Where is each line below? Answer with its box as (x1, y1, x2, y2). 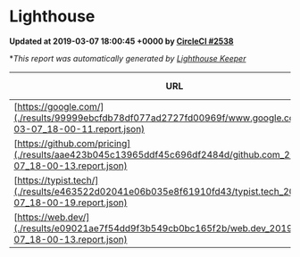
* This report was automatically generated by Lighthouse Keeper (9, 53, 246, 63)
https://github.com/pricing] (17, 137, 131, 149)
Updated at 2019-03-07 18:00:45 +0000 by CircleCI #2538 (9, 36, 234, 46)
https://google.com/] (17, 100, 104, 112)
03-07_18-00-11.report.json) (13, 122, 146, 135)
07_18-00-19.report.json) (13, 196, 128, 209)
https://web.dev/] (17, 211, 90, 223)
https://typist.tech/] (17, 174, 99, 187)
